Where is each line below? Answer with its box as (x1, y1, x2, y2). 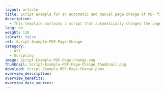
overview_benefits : (5, 76, 45, 81)
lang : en (5, 26, 23, 31)
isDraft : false (5, 35, 36, 40)
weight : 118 (5, 30, 29, 35)
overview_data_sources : (5, 80, 54, 85)
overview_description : (5, 71, 52, 76)
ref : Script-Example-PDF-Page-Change (5, 39, 82, 44)
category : (5, 44, 26, 49)
